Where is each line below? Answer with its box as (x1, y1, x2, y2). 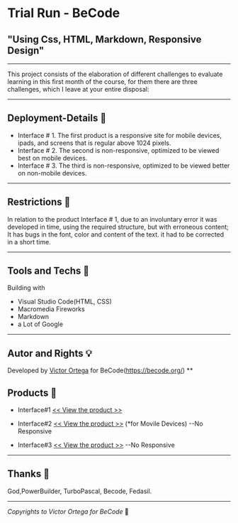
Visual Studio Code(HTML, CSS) (17, 297, 112, 306)
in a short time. (7, 237, 51, 246)
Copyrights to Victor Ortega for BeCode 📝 (7, 507, 130, 516)
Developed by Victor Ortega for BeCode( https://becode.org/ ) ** (7, 366, 193, 374)
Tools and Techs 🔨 (7, 265, 90, 277)
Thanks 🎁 (7, 468, 50, 480)
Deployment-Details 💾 (7, 112, 107, 124)
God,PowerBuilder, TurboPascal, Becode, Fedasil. (7, 487, 152, 495)
